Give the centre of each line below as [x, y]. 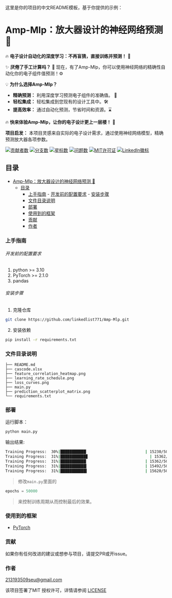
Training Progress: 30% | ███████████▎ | [76, 452]
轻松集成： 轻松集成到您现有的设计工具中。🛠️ [60, 101]
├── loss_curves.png [27, 383]
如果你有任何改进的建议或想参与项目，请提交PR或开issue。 [68, 554]
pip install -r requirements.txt [41, 339]
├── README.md [20, 365]
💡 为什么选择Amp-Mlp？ [31, 84]
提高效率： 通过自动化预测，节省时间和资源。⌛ [62, 110]
